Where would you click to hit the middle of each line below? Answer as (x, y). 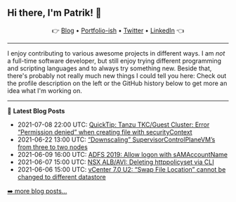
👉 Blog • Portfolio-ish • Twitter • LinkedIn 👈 (118, 30)
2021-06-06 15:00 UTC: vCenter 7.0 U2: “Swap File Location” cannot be (122, 169)
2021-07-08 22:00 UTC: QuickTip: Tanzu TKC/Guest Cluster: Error (113, 125)
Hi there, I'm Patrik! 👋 (54, 13)
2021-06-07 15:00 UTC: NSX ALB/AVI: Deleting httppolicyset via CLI (116, 162)
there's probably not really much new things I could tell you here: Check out (117, 75)
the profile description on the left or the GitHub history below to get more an (117, 83)
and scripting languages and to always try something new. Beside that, (110, 68)
